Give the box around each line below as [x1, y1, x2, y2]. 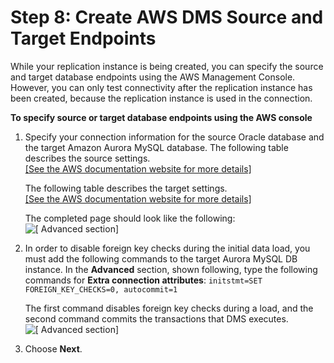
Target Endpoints [10, 27, 157, 50]
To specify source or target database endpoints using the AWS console [10, 111, 313, 123]
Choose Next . [24, 342, 83, 355]
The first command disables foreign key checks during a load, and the [24, 302, 314, 314]
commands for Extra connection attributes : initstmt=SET [24, 274, 263, 286]
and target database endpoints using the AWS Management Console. [10, 71, 296, 83]
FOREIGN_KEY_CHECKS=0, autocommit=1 [24, 284, 178, 295]
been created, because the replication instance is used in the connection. [10, 92, 313, 104]
